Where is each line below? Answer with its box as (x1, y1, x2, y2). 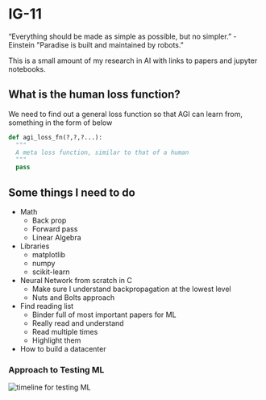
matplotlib (31, 249, 66, 259)
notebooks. (8, 64, 46, 73)
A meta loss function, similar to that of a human (15, 148, 189, 156)
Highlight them (31, 335, 81, 345)
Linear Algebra (31, 232, 82, 242)
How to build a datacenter (19, 344, 106, 353)
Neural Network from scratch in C (19, 275, 133, 285)
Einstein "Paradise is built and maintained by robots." (8, 40, 184, 49)
